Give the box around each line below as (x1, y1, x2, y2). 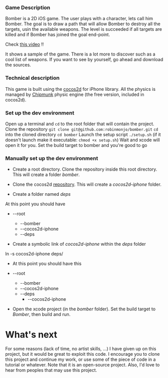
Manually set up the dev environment (5, 154, 99, 161)
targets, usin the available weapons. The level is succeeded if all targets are (5, 26, 162, 32)
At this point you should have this (12, 260, 82, 266)
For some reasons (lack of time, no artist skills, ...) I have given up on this (5, 346, 156, 352)
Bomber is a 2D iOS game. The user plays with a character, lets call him (5, 16, 153, 22)
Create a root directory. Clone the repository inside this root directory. (12, 166, 157, 173)
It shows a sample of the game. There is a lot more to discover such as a (5, 51, 156, 57)
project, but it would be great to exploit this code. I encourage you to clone (5, 351, 160, 357)
